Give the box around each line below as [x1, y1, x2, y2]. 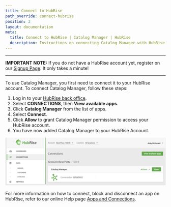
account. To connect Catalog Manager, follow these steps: [5, 85, 128, 91]
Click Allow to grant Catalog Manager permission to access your [12, 116, 149, 123]
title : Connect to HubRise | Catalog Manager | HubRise [10, 35, 131, 40]
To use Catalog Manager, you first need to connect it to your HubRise [5, 79, 151, 86]
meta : [5, 29, 17, 35]
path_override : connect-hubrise [5, 13, 74, 19]
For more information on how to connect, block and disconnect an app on [5, 191, 160, 197]
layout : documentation [5, 24, 53, 29]
